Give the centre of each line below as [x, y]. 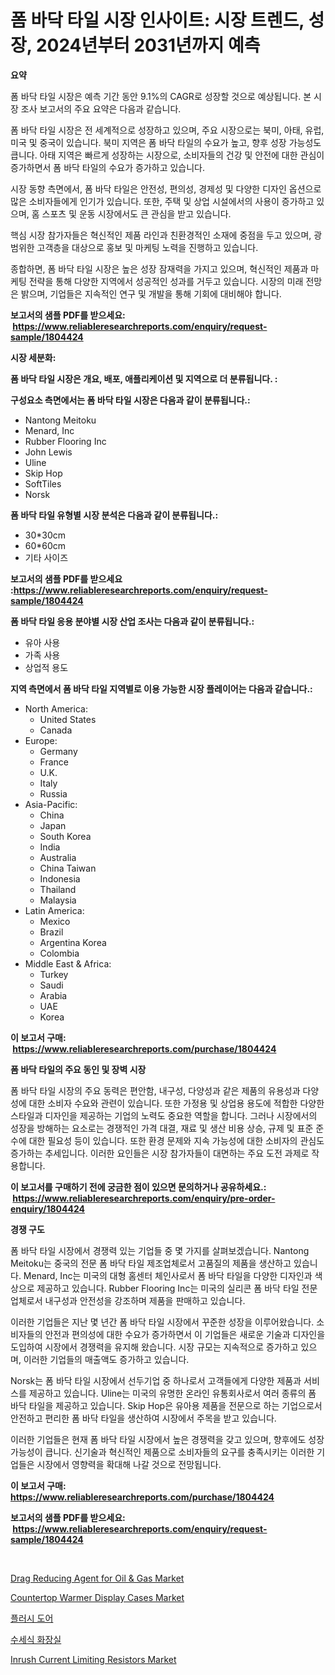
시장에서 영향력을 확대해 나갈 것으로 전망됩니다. [129, 1464]
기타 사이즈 [46, 557]
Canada [56, 730]
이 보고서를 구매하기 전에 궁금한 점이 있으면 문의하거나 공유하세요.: [138, 1187]
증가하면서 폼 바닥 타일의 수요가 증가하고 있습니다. [108, 167]
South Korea [65, 836]
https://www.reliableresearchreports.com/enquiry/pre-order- [144, 1198]
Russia [53, 793]
